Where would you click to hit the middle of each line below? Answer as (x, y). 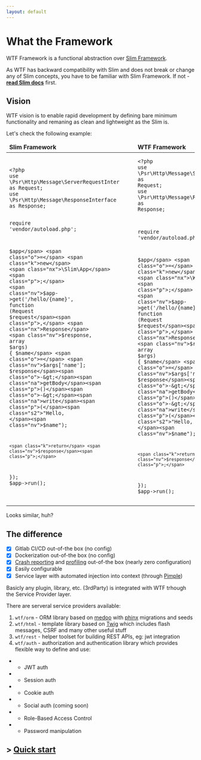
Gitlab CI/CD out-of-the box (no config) (63, 548)
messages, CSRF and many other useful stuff (71, 630)
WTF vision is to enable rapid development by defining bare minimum (92, 116)
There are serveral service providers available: (63, 605)
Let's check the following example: (49, 134)
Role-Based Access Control (58, 718)
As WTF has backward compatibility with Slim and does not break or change (100, 70)
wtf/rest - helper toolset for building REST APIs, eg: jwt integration (98, 637)
